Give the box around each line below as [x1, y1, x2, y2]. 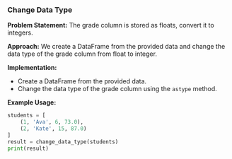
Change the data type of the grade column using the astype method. [17, 85, 217, 93]
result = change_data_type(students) [7, 138, 119, 146]
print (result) [7, 145, 50, 152]
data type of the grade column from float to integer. [7, 49, 158, 58]
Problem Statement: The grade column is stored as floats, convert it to [7, 21, 214, 30]
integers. [7, 28, 33, 37]
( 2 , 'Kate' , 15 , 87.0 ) [20, 125, 87, 132]
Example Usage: [7, 98, 57, 107]
